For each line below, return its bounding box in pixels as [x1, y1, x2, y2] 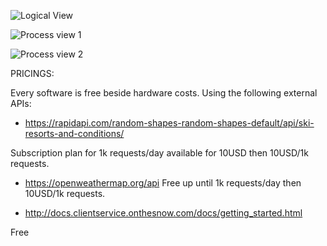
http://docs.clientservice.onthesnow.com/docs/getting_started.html [24, 207, 303, 219]
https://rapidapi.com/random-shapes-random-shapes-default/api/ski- [24, 117, 315, 129]
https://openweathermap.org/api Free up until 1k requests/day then [24, 177, 302, 189]
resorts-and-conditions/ [24, 128, 125, 139]
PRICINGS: [10, 68, 55, 79]
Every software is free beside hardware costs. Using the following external [10, 87, 318, 99]
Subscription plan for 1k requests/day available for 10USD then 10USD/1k [10, 147, 309, 159]
